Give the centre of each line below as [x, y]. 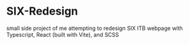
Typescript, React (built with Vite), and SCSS [63, 34]
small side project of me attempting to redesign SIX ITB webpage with [94, 28]
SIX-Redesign [42, 11]
